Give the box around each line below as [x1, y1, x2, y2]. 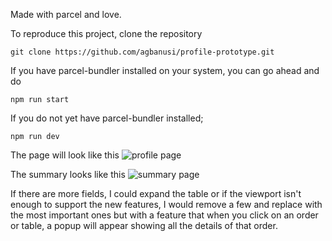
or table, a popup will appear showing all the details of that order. [10, 220, 278, 231]
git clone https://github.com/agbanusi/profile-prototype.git [10, 47, 275, 57]
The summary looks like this [10, 169, 126, 180]
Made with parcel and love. [10, 9, 122, 20]
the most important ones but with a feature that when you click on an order [10, 209, 319, 221]
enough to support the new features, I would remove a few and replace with [10, 199, 323, 210]
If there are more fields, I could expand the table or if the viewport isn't [10, 188, 302, 199]
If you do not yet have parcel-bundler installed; [10, 112, 204, 124]
